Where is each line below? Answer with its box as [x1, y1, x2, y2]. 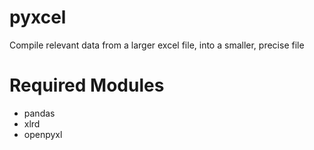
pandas [23, 107, 56, 119]
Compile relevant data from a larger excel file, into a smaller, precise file [9, 39, 305, 51]
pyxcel [9, 6, 67, 29]
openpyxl [23, 128, 63, 140]
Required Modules [9, 74, 165, 97]
